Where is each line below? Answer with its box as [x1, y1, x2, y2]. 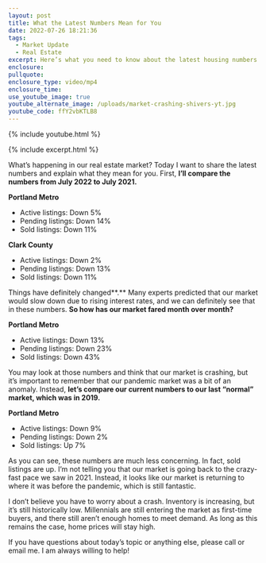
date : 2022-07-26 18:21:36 [8, 26, 98, 34]
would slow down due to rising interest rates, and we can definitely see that [8, 296, 256, 306]
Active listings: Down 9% [19, 424, 102, 433]
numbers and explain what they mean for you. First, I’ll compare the [8, 168, 231, 178]
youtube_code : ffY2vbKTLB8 [8, 108, 98, 116]
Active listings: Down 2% [19, 256, 102, 264]
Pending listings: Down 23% [19, 344, 113, 353]
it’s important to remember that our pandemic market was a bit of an [8, 376, 232, 385]
